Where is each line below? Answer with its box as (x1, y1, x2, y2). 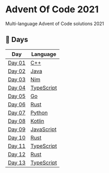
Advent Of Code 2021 (5, 4, 99, 15)
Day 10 (8, 134, 26, 141)
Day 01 (8, 59, 26, 66)
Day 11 (8, 142, 26, 149)
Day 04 (8, 84, 26, 91)
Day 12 (8, 150, 26, 158)
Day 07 (8, 109, 26, 116)
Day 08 (8, 117, 26, 124)
